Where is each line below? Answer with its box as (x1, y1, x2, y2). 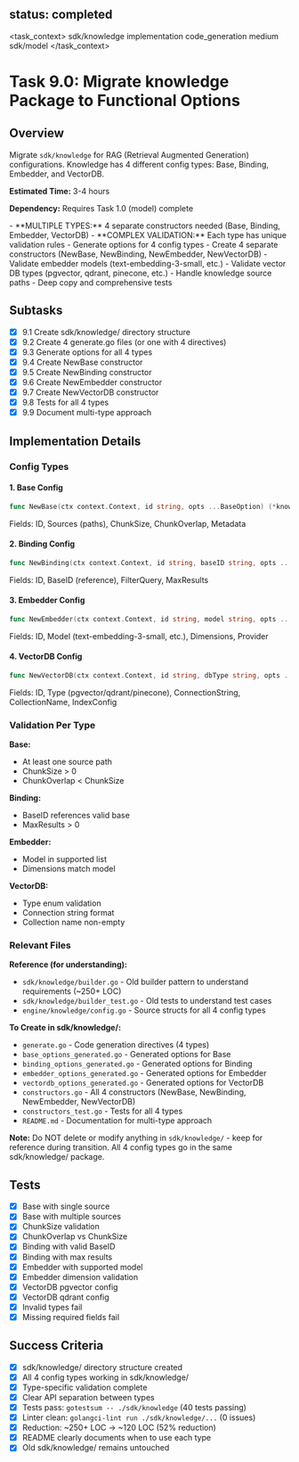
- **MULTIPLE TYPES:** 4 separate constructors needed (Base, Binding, (9, 220, 280, 231)
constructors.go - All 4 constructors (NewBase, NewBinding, (21, 1087, 246, 1097)
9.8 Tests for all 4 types (21, 397, 109, 408)
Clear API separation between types (21, 1392, 155, 1402)
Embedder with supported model (21, 1261, 143, 1272)
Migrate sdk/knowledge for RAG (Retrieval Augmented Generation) (9, 149, 249, 160)
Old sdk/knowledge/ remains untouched (21, 1442, 170, 1453)
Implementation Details (9, 433, 141, 448)
